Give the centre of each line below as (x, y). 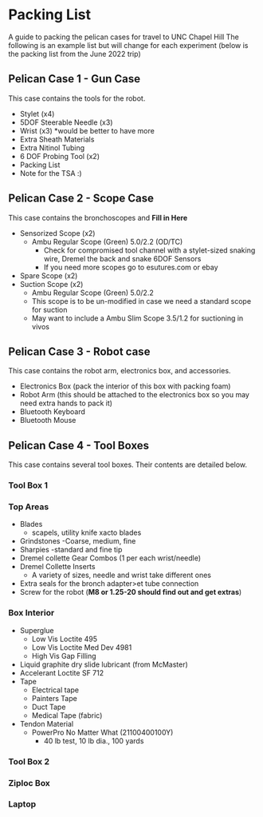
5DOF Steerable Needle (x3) (66, 122)
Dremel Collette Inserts (57, 567)
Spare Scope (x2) (49, 275)
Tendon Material (47, 723)
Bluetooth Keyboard (53, 412)
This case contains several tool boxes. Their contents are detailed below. (128, 464)
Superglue (37, 630)
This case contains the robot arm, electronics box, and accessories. (120, 371)
